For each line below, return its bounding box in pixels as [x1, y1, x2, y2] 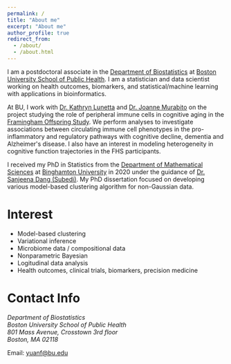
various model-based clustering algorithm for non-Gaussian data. [7, 182, 194, 191]
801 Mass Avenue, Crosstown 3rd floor [7, 327, 118, 336]
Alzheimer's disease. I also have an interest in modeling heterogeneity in [7, 140, 214, 148]
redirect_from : [7, 36, 51, 43]
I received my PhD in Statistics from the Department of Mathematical [7, 160, 203, 169]
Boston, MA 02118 [7, 335, 59, 343]
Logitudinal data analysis [17, 258, 89, 267]
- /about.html [13, 49, 54, 56]
